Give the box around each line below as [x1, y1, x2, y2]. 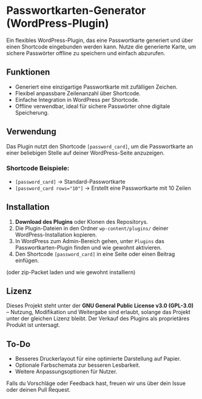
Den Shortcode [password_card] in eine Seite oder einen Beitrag [15, 250, 175, 258]
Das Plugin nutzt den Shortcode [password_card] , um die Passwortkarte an [6, 142, 193, 150]
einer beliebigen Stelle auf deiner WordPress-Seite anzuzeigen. [6, 149, 165, 156]
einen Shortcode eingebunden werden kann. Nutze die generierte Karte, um [6, 43, 197, 50]
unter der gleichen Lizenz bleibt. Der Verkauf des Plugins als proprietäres [6, 315, 190, 322]
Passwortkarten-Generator [6, 4, 146, 18]
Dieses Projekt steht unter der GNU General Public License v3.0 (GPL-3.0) [6, 302, 194, 309]
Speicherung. [15, 109, 49, 116]
